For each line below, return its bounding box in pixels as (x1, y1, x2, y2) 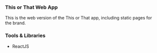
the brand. (5, 20, 26, 26)
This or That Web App (5, 4, 58, 11)
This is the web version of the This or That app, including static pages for (5, 15, 152, 21)
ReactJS (12, 43, 29, 49)
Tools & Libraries (5, 32, 46, 39)
